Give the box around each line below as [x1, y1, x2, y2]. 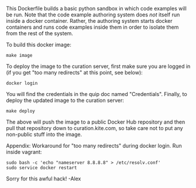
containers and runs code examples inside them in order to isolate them [6, 23, 179, 30]
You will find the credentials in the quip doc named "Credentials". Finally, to [6, 91, 187, 97]
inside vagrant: [6, 149, 42, 155]
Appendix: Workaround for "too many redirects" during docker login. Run [6, 142, 183, 149]
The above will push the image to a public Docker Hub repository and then [6, 118, 185, 125]
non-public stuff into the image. [6, 131, 82, 138]
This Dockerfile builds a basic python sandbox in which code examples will [6, 5, 187, 12]
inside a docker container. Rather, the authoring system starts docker [6, 18, 173, 24]
